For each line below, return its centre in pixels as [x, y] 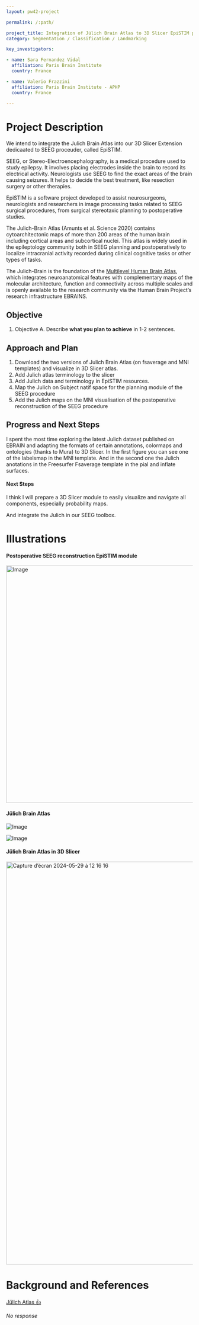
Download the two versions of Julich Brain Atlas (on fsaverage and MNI [102, 362]
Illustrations [36, 539]
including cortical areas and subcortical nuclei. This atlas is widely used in [97, 241]
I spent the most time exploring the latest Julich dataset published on [90, 439]
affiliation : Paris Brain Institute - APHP [66, 87]
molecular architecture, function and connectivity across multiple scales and [99, 284]
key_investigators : [30, 49]
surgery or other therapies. [39, 187]
